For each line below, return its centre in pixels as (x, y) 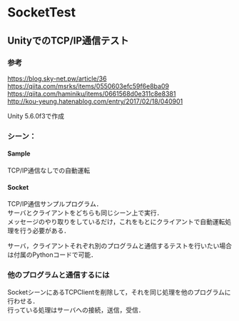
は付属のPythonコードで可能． (52, 255)
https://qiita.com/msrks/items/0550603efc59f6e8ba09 (88, 86)
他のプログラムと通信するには (59, 275)
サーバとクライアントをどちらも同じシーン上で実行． (85, 213)
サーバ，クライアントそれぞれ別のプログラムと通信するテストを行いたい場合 (120, 246)
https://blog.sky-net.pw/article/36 (57, 78)
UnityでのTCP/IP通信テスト (68, 40)
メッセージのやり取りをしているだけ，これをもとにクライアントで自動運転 (116, 222)
